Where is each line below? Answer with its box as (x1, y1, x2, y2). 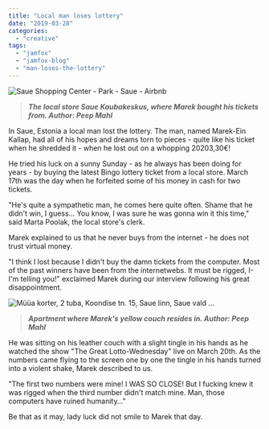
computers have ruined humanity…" (8, 396, 126, 406)
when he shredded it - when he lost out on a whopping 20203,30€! (8, 142, 231, 153)
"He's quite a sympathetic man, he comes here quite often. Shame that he (8, 200, 253, 209)
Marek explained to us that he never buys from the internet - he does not (8, 233, 250, 242)
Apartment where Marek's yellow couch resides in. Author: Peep (27, 313, 250, 323)
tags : (8, 42, 26, 50)
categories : (8, 27, 48, 35)
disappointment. (8, 283, 63, 292)
